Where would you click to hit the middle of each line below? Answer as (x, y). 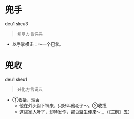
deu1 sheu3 (17, 24)
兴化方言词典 (30, 89)
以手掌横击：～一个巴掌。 (38, 44)
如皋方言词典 (30, 34)
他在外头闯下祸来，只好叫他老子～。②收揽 (63, 105)
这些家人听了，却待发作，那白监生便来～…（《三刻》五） (76, 112)
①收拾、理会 (26, 100)
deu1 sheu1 (16, 79)
